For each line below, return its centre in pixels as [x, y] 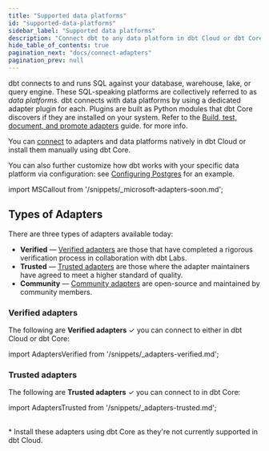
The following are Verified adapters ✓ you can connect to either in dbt [125, 330]
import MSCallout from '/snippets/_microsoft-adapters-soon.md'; [116, 189]
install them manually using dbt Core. [70, 150]
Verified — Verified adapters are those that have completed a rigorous [137, 249]
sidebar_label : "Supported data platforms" [82, 30]
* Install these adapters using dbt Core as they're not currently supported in [133, 432]
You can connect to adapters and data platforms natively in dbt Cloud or [127, 141]
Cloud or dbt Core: [39, 338]
